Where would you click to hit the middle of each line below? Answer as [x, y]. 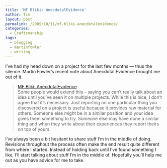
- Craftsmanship [27, 33]
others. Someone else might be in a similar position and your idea [85, 113]
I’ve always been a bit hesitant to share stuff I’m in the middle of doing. [78, 139]
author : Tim [18, 15]
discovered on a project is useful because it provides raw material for [89, 108]
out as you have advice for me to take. [45, 160]
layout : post [19, 19]
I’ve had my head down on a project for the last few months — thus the [79, 66]
